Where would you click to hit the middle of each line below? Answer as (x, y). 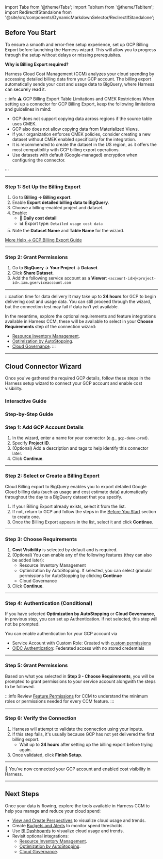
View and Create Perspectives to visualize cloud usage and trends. (79, 820)
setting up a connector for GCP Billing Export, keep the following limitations (80, 104)
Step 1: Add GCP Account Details (44, 427)
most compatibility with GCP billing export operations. (66, 150)
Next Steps (22, 794)
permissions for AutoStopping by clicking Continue (71, 576)
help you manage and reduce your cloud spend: (53, 811)
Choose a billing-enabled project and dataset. (58, 208)
